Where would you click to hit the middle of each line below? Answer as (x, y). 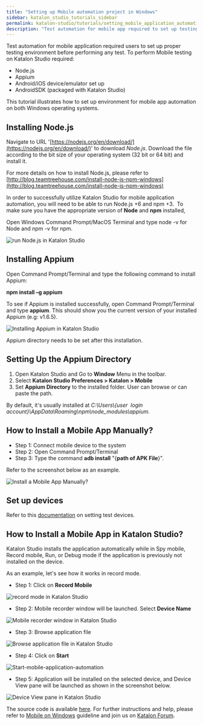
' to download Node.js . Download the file (141, 149)
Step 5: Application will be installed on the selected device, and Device (103, 679)
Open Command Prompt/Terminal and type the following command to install (101, 274)
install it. (17, 161)
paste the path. (34, 393)
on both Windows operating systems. (53, 108)
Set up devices (35, 500)
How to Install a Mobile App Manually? (80, 431)
